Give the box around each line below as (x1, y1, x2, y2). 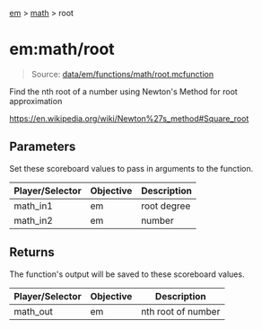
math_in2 (13, 214, 54, 227)
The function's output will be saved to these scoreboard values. (9, 269, 245, 280)
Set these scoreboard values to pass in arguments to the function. (9, 163, 254, 173)
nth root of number (140, 305, 221, 317)
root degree (140, 200, 191, 212)
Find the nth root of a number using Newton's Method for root (9, 85, 238, 97)
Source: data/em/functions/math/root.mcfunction (31, 68, 214, 79)
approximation (9, 95, 63, 106)
